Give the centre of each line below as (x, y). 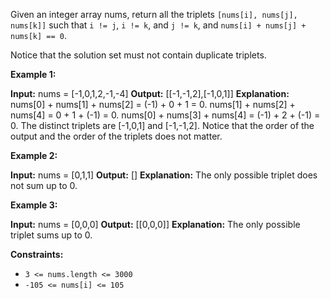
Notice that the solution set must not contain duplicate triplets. (138, 55)
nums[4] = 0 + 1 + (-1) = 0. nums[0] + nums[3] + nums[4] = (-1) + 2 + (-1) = (165, 115)
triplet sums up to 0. (51, 235)
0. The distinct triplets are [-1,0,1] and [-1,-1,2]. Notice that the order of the (162, 125)
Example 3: (34, 205)
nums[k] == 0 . (38, 35)
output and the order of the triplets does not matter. (116, 136)
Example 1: (33, 74)
